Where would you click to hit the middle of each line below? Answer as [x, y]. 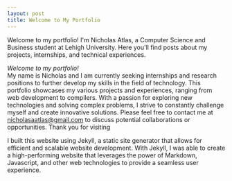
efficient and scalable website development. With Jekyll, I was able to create [116, 148]
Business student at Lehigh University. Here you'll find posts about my [107, 47]
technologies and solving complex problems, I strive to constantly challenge [116, 105]
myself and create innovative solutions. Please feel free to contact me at [110, 112]
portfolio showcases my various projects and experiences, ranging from [110, 90]
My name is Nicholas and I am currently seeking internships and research [112, 75]
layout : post [26, 14]
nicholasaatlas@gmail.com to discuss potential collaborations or [99, 119]
